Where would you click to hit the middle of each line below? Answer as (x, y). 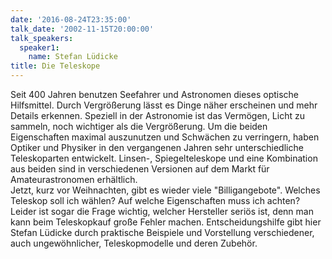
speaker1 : (39, 47)
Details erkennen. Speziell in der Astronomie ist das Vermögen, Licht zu (157, 115)
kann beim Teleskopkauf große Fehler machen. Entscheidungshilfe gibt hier (166, 222)
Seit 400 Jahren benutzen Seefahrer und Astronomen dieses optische (155, 94)
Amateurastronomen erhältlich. (74, 179)
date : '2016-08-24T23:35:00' (71, 19)
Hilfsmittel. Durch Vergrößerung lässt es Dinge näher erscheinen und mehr (164, 105)
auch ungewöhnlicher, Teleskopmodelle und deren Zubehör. (134, 243)
